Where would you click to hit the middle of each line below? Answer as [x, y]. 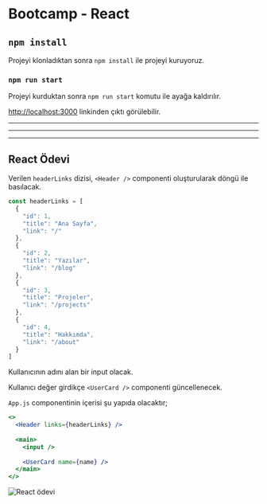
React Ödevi [39, 159]
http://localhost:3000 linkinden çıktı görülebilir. [85, 111]
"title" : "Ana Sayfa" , [60, 224]
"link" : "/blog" [50, 268]
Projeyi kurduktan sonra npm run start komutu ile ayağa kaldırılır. [114, 96]
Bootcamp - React [69, 14]
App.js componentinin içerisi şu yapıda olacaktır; [88, 403]
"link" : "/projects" [56, 305]
